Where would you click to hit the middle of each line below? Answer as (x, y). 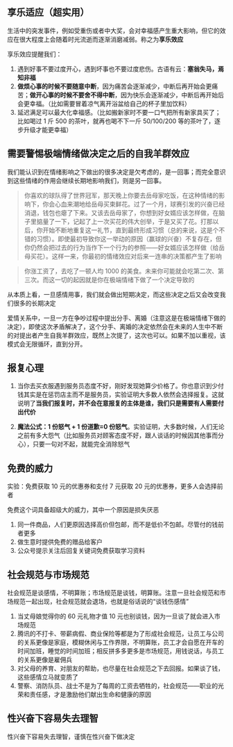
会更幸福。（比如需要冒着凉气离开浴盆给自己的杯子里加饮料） (104, 104)
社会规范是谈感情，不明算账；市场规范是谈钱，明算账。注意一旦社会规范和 (113, 593)
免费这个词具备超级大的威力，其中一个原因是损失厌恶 (83, 510)
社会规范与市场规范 (48, 575)
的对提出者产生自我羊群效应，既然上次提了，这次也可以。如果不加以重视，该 (116, 335)
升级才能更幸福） (48, 129)
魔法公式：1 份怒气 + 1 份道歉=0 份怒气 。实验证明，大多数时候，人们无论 (121, 427)
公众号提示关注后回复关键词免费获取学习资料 (81, 551)
